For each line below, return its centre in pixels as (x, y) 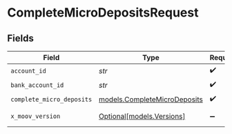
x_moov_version (36, 116)
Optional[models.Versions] (142, 116)
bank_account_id (37, 85)
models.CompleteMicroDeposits (151, 99)
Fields (21, 38)
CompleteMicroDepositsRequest (103, 13)
